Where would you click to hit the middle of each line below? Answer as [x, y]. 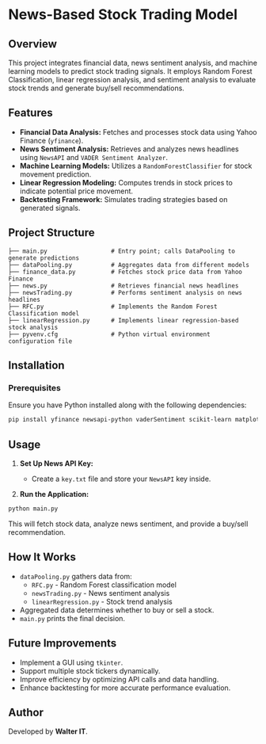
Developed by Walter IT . [48, 731]
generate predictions [44, 258]
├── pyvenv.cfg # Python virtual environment [110, 334]
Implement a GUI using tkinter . [71, 662]
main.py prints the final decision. [72, 618]
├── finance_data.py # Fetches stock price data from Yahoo [125, 272]
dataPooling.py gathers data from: [76, 576]
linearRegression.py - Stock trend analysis [102, 601]
